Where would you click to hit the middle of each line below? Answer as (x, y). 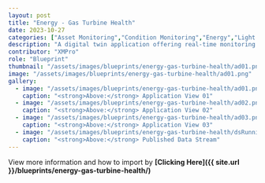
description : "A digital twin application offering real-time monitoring (132, 45)
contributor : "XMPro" (44, 52)
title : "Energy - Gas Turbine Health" (72, 23)
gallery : (22, 81)
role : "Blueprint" (38, 60)
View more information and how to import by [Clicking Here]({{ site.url (124, 162)
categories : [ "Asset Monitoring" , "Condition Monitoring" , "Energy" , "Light (132, 37)
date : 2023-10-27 (37, 30)
